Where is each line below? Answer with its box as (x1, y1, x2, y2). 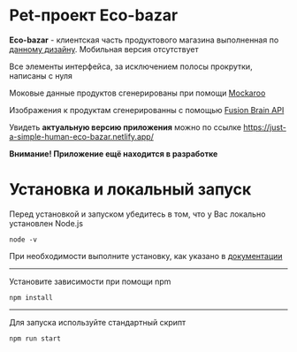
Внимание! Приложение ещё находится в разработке (9, 148, 218, 159)
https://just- (242, 121, 287, 133)
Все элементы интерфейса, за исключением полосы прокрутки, (9, 61, 254, 72)
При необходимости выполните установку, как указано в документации (9, 250, 283, 261)
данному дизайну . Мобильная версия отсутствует (9, 43, 199, 54)
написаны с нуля (9, 70, 73, 80)
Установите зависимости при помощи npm (9, 276, 171, 287)
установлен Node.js (9, 218, 84, 228)
